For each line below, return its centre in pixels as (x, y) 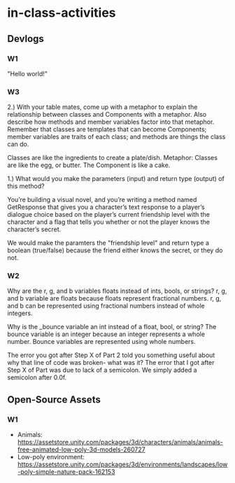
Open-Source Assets (54, 399)
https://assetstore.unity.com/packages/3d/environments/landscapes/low (122, 464)
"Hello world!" (27, 73)
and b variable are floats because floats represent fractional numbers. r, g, (114, 298)
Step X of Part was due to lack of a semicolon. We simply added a (102, 370)
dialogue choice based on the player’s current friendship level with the (109, 215)
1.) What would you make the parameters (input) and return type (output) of (116, 179)
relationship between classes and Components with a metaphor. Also (107, 115)
